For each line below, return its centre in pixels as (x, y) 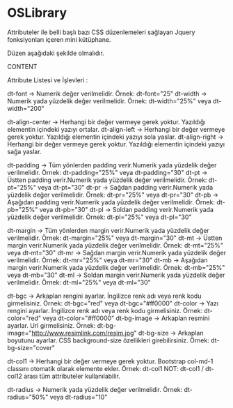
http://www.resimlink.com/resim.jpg (83, 333)
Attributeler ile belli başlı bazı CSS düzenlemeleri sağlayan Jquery (101, 32)
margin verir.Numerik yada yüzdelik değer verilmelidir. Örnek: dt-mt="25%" (115, 245)
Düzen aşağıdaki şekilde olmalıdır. (56, 53)
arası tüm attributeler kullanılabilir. (72, 376)
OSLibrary (37, 13)
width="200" (26, 108)
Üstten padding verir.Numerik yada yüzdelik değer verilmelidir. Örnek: (107, 180)
